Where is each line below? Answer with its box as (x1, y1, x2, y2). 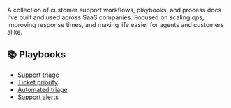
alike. (7, 28, 23, 36)
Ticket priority (17, 78, 58, 86)
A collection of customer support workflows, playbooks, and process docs (7, 6, 222, 14)
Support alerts (17, 93, 59, 101)
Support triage (17, 71, 59, 79)
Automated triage (17, 85, 68, 93)
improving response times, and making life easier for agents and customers (7, 21, 225, 28)
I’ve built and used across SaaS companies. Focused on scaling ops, (7, 13, 204, 21)
